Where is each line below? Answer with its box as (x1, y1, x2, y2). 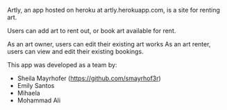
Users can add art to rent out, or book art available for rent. (7, 27, 176, 35)
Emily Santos (17, 82, 55, 89)
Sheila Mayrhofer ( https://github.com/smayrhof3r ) (17, 74, 161, 82)
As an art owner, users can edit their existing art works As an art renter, (7, 40, 211, 48)
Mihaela (17, 89, 40, 97)
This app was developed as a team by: (7, 61, 117, 68)
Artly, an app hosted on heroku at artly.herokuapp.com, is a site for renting (7, 6, 221, 14)
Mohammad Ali (17, 96, 61, 104)
